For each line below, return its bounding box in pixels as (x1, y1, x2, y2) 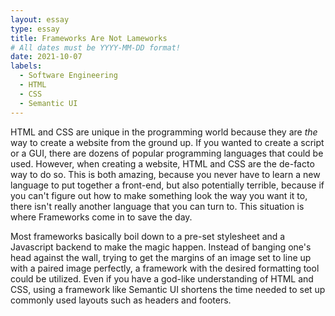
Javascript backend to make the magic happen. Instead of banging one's (10, 241, 312, 253)
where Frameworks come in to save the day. (10, 211, 193, 223)
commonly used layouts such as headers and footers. (10, 294, 232, 306)
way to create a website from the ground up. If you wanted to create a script (10, 136, 325, 148)
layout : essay (10, 14, 70, 25)
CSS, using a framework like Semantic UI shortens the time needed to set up (10, 283, 326, 295)
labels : (10, 61, 43, 71)
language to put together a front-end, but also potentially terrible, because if (10, 179, 325, 191)
